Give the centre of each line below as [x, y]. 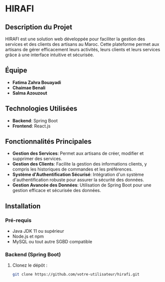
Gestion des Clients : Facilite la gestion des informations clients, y [80, 164]
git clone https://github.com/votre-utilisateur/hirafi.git [76, 275]
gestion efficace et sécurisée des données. [57, 190]
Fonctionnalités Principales [48, 141]
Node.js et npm [28, 236]
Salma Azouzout [30, 93]
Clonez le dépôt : [30, 265]
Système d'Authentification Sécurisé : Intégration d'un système [78, 175]
